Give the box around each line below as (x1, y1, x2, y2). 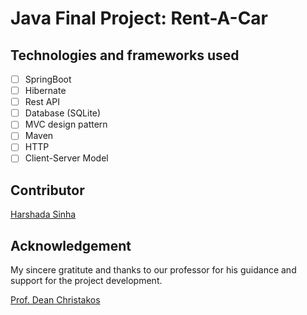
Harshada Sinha (10, 208, 77, 221)
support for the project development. (10, 275, 163, 287)
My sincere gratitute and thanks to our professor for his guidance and (10, 264, 297, 276)
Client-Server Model (24, 152, 109, 164)
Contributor (10, 182, 85, 199)
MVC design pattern (24, 118, 108, 131)
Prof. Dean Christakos (10, 294, 101, 306)
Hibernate (24, 85, 67, 97)
